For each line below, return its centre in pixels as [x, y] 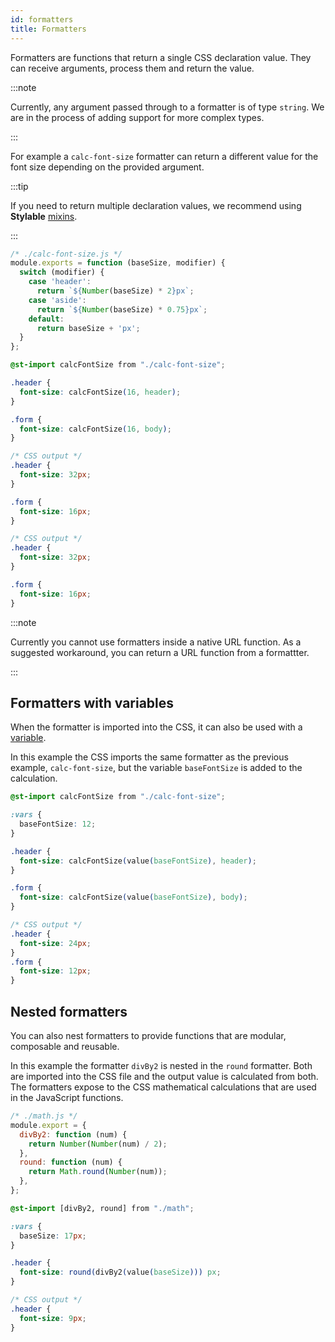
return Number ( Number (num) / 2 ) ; [98, 1144]
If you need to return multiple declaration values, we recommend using [156, 205]
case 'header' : [60, 282]
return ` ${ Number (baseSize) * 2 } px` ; [115, 291]
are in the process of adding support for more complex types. [137, 117]
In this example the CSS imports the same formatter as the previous [149, 757]
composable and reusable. [65, 1046]
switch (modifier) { [62, 272]
